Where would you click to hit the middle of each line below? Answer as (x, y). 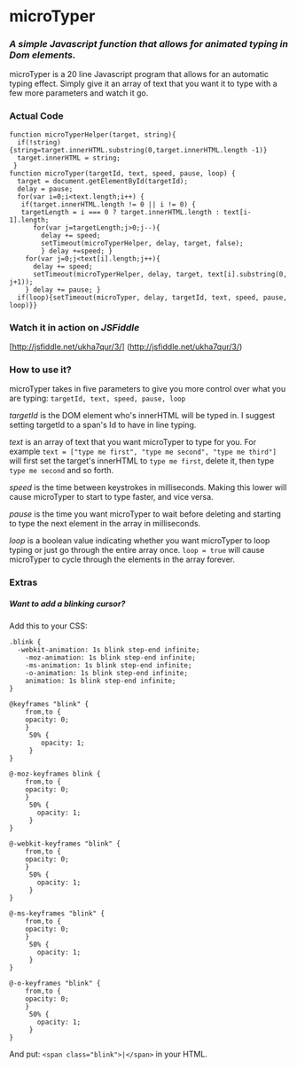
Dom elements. (43, 55)
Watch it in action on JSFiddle (74, 327)
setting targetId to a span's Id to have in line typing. (103, 425)
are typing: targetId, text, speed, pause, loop (98, 398)
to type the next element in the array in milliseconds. (105, 524)
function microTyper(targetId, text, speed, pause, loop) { (123, 173)
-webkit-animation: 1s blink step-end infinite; (109, 650)
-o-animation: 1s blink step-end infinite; (107, 674)
